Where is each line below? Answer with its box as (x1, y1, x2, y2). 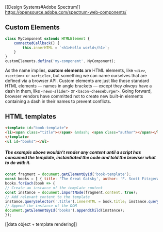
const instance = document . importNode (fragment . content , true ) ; (5, 190, 138, 195)
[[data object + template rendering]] (5, 221, 77, 227)
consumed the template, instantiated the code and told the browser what (5, 154, 156, 160)
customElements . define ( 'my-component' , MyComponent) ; (5, 59, 116, 64)
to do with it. (5, 160, 31, 166)
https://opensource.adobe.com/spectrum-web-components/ (5, 9, 127, 15)
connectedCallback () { (14, 41, 60, 46)
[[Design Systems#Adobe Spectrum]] (5, 4, 81, 10)
